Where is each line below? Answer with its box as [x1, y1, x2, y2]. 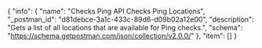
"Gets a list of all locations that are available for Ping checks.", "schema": [7, 23, 243, 32]
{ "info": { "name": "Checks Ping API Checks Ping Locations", [7, 7, 206, 15]
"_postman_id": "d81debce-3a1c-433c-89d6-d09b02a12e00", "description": [7, 15, 254, 24]
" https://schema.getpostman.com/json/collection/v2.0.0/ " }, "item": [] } [7, 31, 237, 40]
